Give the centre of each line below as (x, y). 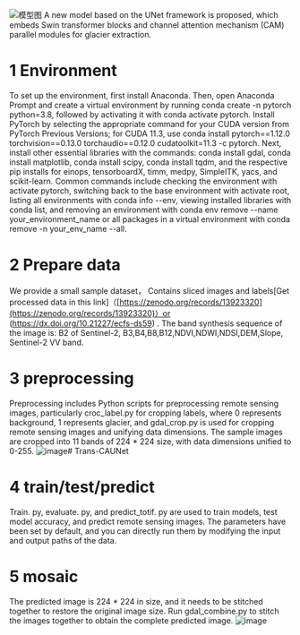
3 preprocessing (72, 378)
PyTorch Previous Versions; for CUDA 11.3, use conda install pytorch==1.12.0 (150, 133)
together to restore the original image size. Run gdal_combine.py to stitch (144, 611)
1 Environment (64, 71)
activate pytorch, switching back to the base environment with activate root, (150, 190)
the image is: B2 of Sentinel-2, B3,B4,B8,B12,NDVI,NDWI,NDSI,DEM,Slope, (146, 332)
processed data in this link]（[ (64, 302)
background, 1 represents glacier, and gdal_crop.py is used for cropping (142, 422)
